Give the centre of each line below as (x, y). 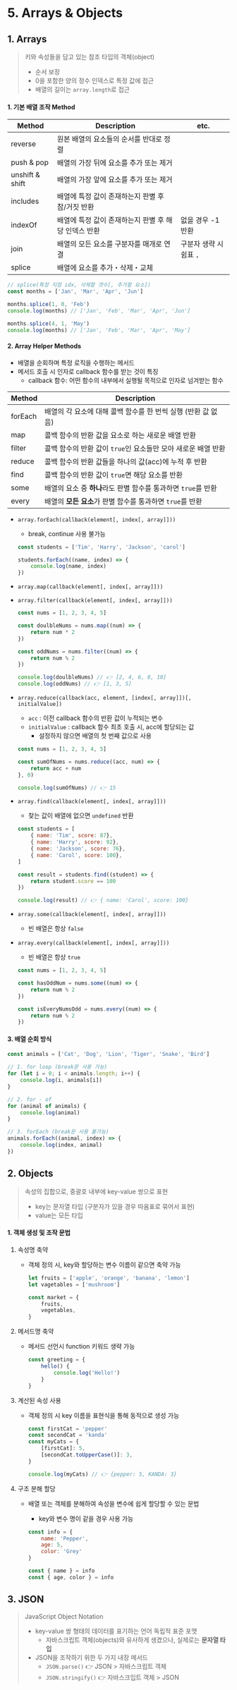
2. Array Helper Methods (44, 346)
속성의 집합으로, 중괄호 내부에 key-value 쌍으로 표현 (96, 1191)
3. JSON (26, 1599)
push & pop (30, 162)
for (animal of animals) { (47, 1106)
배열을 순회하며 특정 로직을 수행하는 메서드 (76, 363)
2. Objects (30, 1173)
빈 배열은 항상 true (54, 957)
